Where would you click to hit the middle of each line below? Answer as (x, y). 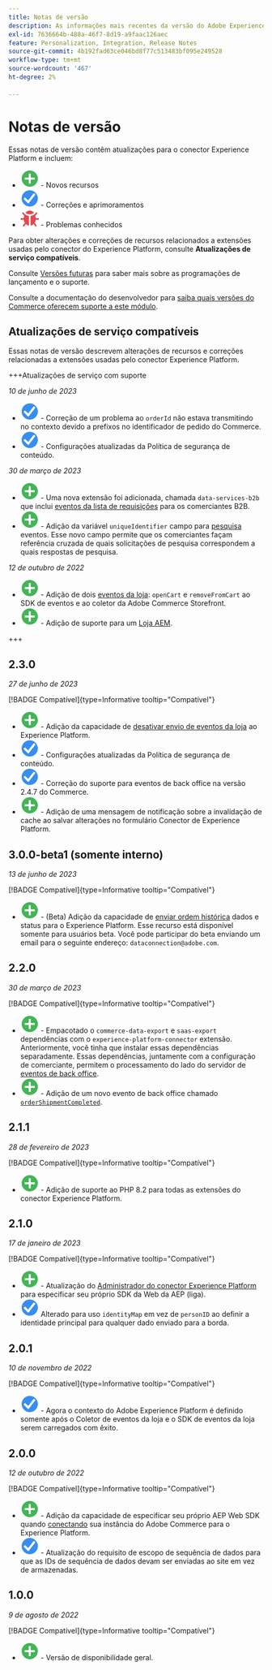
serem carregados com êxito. (69, 1428)
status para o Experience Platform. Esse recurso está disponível (127, 925)
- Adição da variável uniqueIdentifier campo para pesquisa (141, 526)
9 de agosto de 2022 (43, 1615)
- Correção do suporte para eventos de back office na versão (143, 783)
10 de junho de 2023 (42, 391)
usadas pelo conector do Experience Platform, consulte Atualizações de (130, 248)
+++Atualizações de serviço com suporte (78, 375)
